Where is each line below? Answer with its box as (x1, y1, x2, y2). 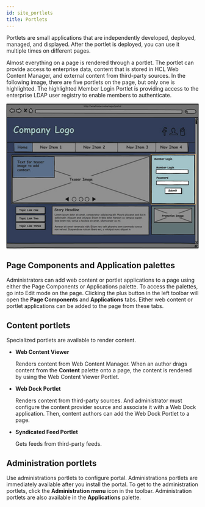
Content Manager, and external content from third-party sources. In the (6, 72, 186, 79)
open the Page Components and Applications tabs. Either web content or (6, 296, 193, 303)
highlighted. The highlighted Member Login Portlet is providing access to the (6, 85, 199, 92)
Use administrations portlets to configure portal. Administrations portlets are (6, 474, 198, 481)
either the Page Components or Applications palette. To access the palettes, (6, 283, 198, 290)
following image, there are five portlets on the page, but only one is (6, 78, 175, 86)
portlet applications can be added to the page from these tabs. (6, 302, 164, 310)
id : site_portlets (6, 10, 53, 16)
